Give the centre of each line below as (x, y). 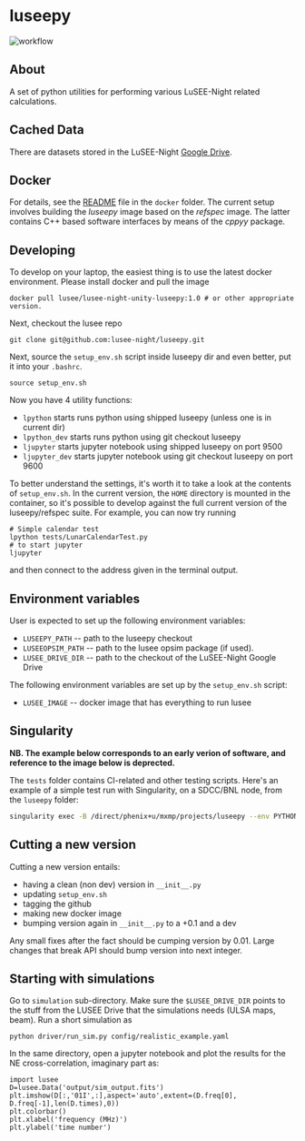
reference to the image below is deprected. (92, 762)
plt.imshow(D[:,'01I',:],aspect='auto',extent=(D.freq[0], (123, 1096)
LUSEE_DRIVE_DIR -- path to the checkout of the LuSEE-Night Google (149, 657)
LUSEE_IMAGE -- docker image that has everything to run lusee (137, 702)
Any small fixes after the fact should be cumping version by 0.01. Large (142, 940)
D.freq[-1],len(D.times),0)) (64, 1104)
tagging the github (57, 904)
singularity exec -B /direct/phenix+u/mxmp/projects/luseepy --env (140, 816)
